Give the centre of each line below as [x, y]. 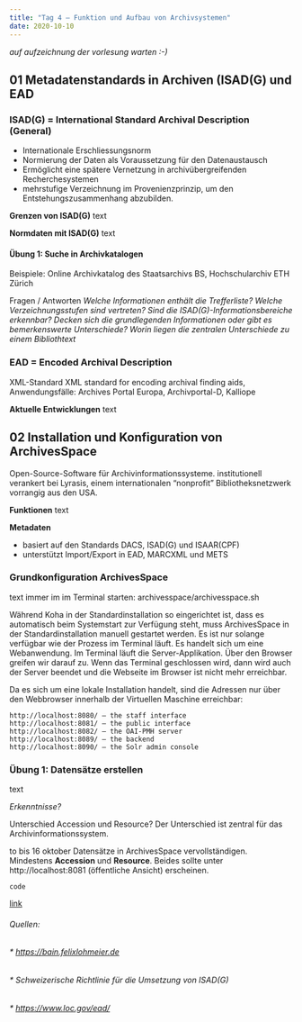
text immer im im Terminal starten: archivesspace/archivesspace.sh [134, 597]
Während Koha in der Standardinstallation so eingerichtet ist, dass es [137, 614]
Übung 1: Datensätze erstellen [76, 769]
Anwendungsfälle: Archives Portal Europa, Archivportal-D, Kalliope [133, 392]
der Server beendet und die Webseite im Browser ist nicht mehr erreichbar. [148, 672]
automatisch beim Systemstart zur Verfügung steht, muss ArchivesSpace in [149, 624]
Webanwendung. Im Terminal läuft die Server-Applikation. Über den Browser [151, 653]
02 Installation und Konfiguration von [116, 438]
